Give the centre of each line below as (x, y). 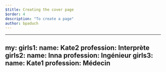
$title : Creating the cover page (40, 10)
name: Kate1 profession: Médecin (58, 63)
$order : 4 (15, 14)
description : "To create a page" (40, 19)
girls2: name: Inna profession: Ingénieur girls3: (79, 55)
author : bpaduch (22, 23)
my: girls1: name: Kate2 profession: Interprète (77, 48)
